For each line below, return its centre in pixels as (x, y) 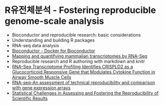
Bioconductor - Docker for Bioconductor (53, 51)
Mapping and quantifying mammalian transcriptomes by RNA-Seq (80, 56)
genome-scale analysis (54, 21)
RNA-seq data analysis (35, 45)
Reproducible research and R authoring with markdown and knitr (78, 61)
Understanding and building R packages (53, 40)
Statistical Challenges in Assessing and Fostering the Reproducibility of (85, 93)
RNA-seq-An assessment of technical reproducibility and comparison (83, 82)
